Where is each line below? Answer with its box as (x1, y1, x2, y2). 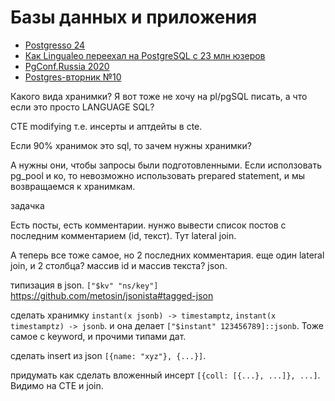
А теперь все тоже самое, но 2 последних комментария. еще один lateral (10, 249, 325, 261)
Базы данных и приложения (10, 6, 258, 29)
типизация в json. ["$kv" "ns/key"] (10, 279, 159, 291)
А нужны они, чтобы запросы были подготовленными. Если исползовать (10, 159, 323, 171)
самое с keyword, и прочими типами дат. (10, 330, 187, 342)
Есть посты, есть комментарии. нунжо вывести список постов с (10, 219, 287, 231)
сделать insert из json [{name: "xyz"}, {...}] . (10, 349, 207, 361)
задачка (10, 199, 45, 211)
